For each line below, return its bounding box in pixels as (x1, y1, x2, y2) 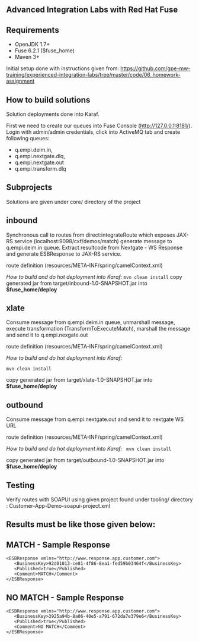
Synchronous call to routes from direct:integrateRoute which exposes (6, 231, 176, 238)
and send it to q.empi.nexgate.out (6, 331, 88, 338)
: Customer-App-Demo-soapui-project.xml (6, 502, 111, 510)
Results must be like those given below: (6, 520, 156, 530)
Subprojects (6, 183, 53, 193)
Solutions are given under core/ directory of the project (6, 198, 141, 205)
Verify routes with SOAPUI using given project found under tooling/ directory (6, 496, 193, 503)
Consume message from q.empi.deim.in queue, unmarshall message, (6, 319, 176, 326)
